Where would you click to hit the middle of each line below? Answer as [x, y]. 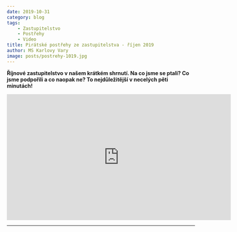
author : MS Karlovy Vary [38, 51]
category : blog [26, 17]
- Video [27, 39]
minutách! [20, 86]
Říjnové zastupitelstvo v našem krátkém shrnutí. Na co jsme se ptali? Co [98, 73]
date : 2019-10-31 [28, 12]
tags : [13, 23]
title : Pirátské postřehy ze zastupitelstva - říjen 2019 [80, 45]
